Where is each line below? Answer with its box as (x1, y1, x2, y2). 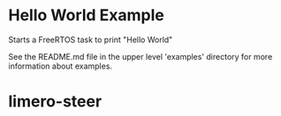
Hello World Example (8, 5, 165, 25)
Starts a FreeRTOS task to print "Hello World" (8, 34, 173, 45)
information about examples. (8, 61, 112, 71)
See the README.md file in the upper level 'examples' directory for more (8, 51, 273, 62)
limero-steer (8, 91, 103, 112)
